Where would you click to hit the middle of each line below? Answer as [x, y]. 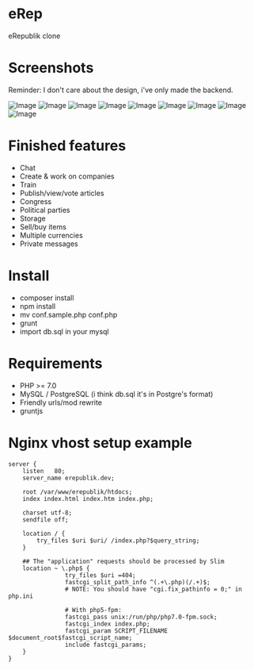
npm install [38, 306]
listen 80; [44, 471]
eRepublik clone [34, 36]
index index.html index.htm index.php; [88, 499]
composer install [47, 298]
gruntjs [31, 410]
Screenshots [51, 68]
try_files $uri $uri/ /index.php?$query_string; [118, 541]
